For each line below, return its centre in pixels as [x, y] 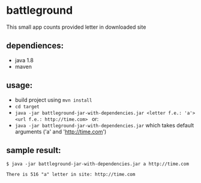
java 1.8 [24, 60]
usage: [19, 85]
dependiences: [35, 46]
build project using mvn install [53, 100]
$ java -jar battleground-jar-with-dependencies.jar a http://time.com [97, 164]
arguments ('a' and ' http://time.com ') [61, 132]
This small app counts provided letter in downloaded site [76, 27]
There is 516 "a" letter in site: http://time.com [71, 175]
